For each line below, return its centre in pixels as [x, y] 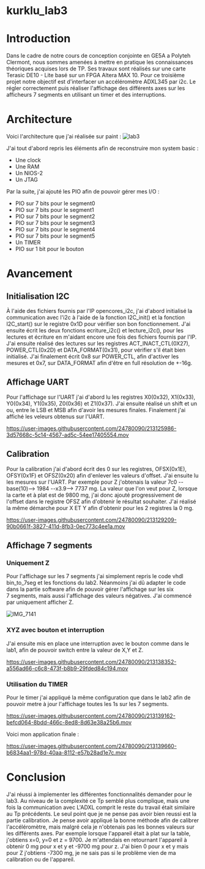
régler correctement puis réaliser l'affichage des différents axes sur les [96, 88]
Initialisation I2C [38, 296]
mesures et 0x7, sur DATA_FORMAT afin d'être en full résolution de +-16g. [99, 363]
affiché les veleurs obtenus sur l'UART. [55, 416]
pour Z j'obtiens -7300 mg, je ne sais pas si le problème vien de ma [91, 852]
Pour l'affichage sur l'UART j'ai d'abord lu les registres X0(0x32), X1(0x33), [101, 397]
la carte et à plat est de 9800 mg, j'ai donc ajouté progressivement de [94, 495]
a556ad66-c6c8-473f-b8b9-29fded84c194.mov [67, 668]
